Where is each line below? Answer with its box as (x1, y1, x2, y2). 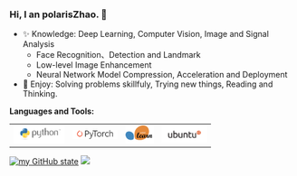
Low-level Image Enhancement (35, 60, 152, 70)
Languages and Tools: (9, 106, 95, 116)
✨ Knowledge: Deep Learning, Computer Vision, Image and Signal (22, 29, 270, 40)
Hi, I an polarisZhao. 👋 (9, 8, 108, 21)
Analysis (22, 39, 55, 50)
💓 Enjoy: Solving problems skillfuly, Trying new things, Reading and (22, 79, 273, 89)
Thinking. (22, 88, 58, 99)
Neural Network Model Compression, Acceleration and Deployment (35, 69, 288, 80)
